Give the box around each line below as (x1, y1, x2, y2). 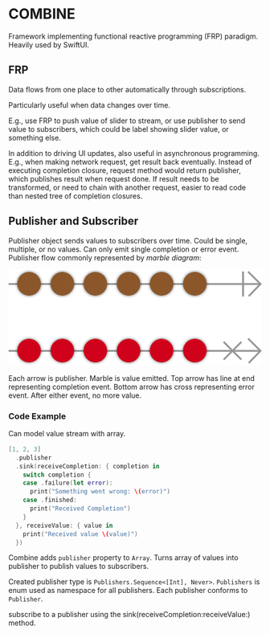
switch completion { (22, 471, 92, 479)
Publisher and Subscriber (8, 215, 139, 228)
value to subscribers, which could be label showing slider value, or (8, 124, 229, 133)
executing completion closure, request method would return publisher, (8, 166, 241, 175)
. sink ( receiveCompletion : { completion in (15, 462, 160, 470)
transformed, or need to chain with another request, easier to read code (8, 182, 247, 192)
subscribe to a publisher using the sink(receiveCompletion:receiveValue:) (8, 610, 251, 620)
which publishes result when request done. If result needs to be (8, 174, 219, 183)
